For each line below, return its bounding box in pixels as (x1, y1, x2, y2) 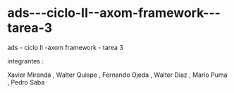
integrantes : (7, 56, 44, 65)
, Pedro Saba (7, 77, 45, 86)
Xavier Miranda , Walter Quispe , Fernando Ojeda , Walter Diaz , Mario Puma (7, 70, 228, 79)
